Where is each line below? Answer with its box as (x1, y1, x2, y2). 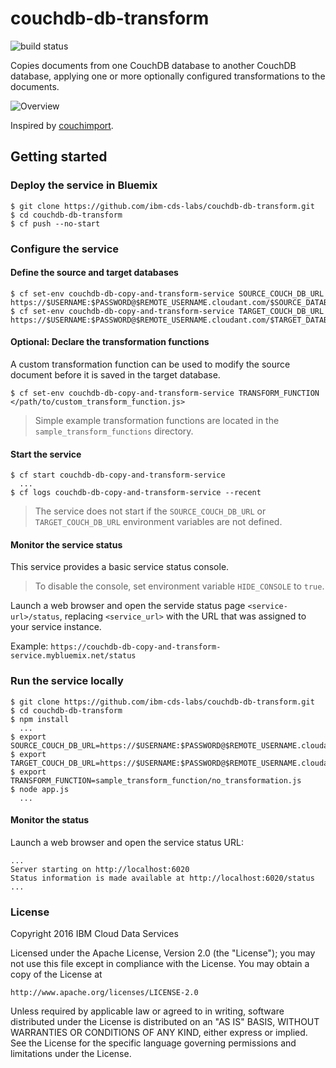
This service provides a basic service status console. (10, 561, 230, 573)
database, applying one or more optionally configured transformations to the (10, 70, 326, 82)
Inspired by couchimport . (10, 119, 114, 131)
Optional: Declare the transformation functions (10, 336, 210, 348)
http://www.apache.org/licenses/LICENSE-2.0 (10, 988, 199, 998)
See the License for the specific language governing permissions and (10, 1037, 297, 1049)
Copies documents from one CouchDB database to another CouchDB (10, 59, 297, 71)
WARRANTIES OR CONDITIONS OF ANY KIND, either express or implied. (10, 1027, 308, 1039)
